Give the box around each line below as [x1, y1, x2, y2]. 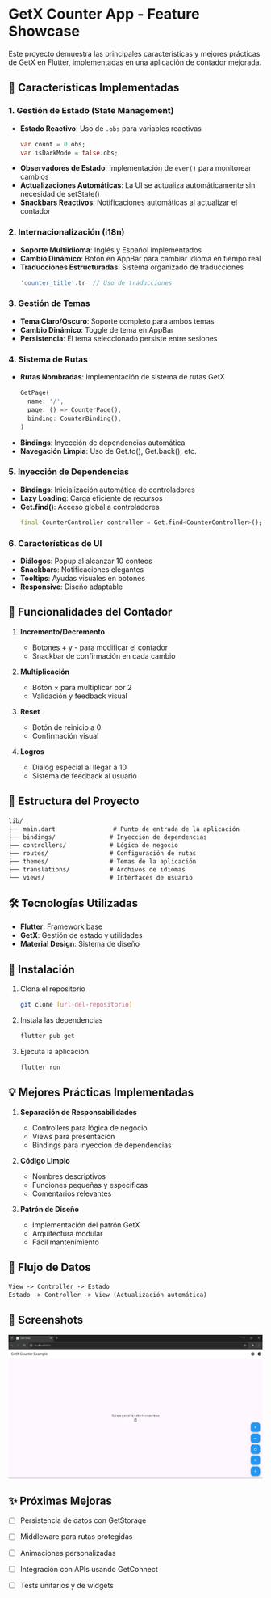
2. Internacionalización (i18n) [8, 227, 125, 238]
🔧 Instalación [8, 962, 75, 976]
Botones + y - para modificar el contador [31, 642, 169, 652]
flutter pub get [19, 1032, 75, 1041]
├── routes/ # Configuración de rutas [8, 849, 197, 858]
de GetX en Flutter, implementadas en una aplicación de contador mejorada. [8, 57, 262, 67]
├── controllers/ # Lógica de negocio [8, 841, 179, 850]
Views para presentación [31, 1131, 115, 1141]
